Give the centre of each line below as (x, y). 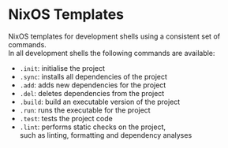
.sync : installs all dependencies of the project (93, 76)
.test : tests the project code (66, 118)
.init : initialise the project (62, 68)
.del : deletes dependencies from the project (92, 93)
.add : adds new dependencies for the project (93, 85)
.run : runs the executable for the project (85, 110)
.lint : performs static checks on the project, (93, 127)
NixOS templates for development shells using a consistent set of (114, 36)
